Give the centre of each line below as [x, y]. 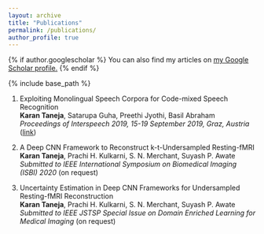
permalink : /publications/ [52, 30]
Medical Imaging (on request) [68, 221]
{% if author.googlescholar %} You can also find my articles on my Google [128, 60]
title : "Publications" [45, 23]
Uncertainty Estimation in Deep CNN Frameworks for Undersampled [130, 188]
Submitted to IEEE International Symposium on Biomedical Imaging [128, 164]
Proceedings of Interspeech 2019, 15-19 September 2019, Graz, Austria [134, 124]
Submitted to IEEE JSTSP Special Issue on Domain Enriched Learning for [137, 213]
